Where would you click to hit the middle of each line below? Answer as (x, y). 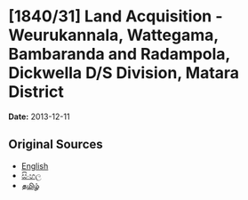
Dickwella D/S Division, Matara (124, 73)
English (35, 165)
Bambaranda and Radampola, (119, 54)
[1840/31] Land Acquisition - (116, 16)
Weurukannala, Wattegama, (113, 35)
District (36, 92)
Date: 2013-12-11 (39, 116)
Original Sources (56, 144)
